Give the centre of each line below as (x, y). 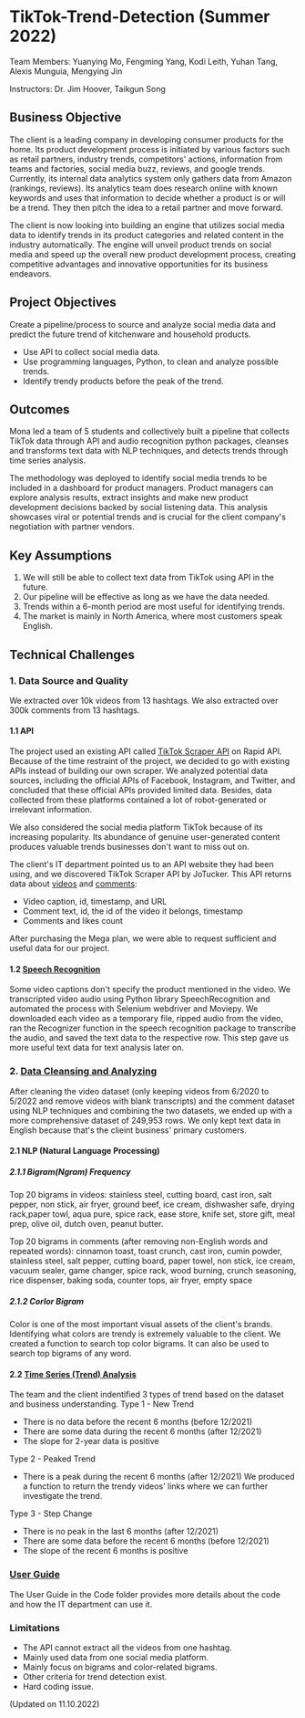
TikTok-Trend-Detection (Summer (140, 17)
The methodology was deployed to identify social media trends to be (138, 478)
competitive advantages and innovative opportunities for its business (139, 264)
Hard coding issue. (58, 1686)
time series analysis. (48, 461)
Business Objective (66, 117)
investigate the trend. (62, 1496)
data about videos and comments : (74, 884)
